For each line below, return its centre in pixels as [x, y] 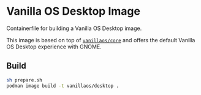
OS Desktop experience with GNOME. [54, 47]
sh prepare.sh [25, 80]
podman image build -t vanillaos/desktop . [63, 86]
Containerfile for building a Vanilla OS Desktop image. [74, 28]
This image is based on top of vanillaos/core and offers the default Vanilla [101, 40]
